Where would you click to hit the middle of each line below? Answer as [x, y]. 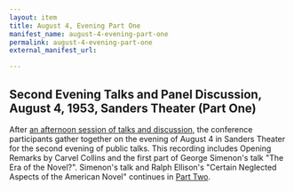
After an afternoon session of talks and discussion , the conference [131, 129]
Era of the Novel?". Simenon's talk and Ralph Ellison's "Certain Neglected [143, 167]
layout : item [33, 17]
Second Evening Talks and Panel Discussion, [135, 94]
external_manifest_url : [53, 51]
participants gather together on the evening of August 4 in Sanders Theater [147, 139]
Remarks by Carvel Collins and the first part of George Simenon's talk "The [147, 157]
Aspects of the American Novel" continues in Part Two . [110, 176]
